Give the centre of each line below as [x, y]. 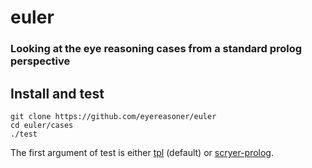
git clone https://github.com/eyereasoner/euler [113, 116]
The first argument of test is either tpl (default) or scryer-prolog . [142, 152]
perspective [40, 61]
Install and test [57, 93]
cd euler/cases [42, 125]
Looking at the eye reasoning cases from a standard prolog [156, 49]
